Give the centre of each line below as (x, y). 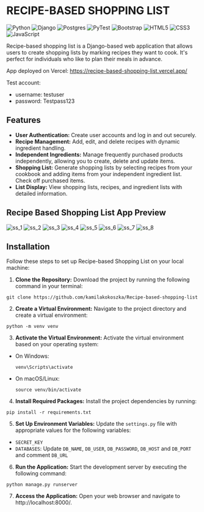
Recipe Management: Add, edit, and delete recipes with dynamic (97, 141)
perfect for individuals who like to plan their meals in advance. (85, 59)
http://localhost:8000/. (43, 503)
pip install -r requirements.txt (49, 413)
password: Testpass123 (45, 101)
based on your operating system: (57, 344)
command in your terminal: (49, 286)
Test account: (24, 83)
